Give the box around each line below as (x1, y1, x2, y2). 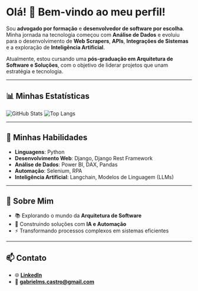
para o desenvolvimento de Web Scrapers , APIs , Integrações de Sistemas (6, 37, 189, 44)
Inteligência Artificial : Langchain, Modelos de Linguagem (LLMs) (14, 173, 174, 180)
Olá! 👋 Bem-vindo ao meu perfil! (6, 5, 166, 19)
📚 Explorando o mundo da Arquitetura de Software (14, 212, 142, 219)
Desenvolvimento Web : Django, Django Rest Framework (14, 154, 153, 161)
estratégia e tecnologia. (6, 67, 64, 75)
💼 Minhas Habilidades (6, 132, 88, 143)
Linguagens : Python (14, 148, 65, 156)
